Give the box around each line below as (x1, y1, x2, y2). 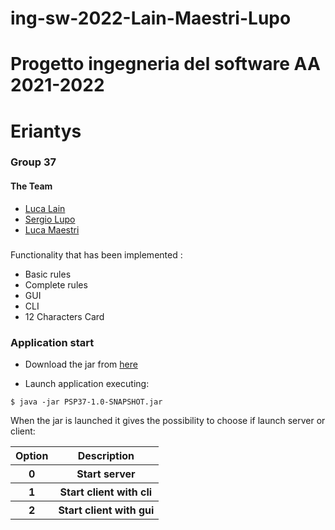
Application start (10, 335, 95, 349)
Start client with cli (59, 485, 153, 499)
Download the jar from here (24, 358, 138, 370)
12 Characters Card (24, 310, 105, 322)
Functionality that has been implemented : (10, 248, 183, 261)
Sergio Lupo (24, 213, 76, 225)
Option (15, 448, 49, 462)
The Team (10, 180, 53, 192)
